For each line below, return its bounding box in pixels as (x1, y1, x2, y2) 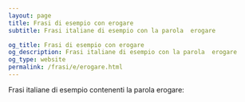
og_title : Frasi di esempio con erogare (8, 41, 145, 49)
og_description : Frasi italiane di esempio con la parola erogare (8, 49, 238, 57)
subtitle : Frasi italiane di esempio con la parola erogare (8, 26, 216, 34)
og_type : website (8, 56, 66, 64)
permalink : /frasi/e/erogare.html (8, 63, 124, 72)
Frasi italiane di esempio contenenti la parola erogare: (8, 84, 185, 94)
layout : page (8, 11, 52, 20)
